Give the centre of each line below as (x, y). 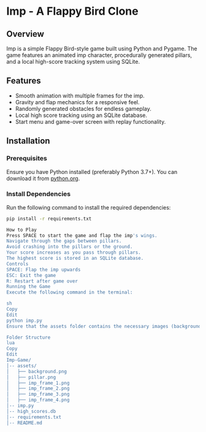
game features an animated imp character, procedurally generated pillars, (99, 55)
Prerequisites (27, 159)
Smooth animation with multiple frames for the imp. (80, 96)
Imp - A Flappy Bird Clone (73, 11)
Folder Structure (29, 337)
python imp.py (25, 320)
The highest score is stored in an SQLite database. (75, 259)
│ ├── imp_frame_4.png (38, 400)
